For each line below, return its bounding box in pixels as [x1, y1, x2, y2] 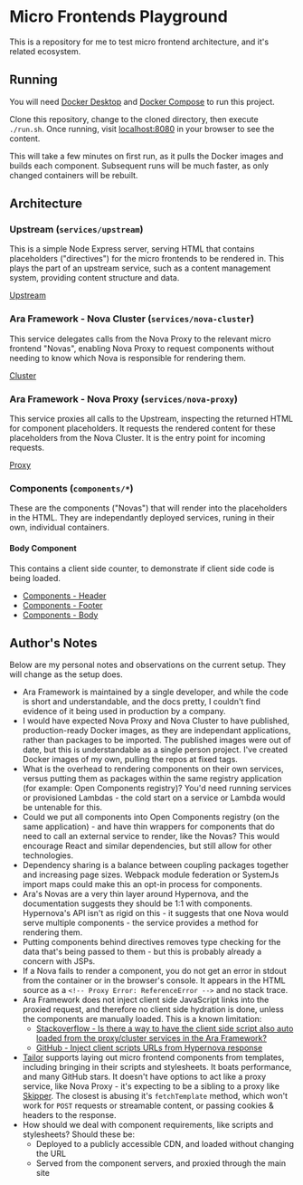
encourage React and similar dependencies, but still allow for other [22, 840, 273, 852]
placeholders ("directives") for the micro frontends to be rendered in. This [9, 253, 285, 264]
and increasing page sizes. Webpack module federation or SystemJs [22, 869, 279, 880]
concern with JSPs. [22, 956, 96, 967]
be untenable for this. [22, 802, 102, 813]
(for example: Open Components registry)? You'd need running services [22, 783, 292, 794]
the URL [35, 1148, 66, 1160]
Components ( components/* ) [9, 482, 134, 494]
